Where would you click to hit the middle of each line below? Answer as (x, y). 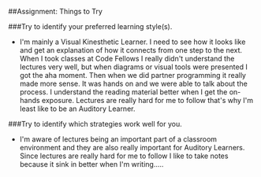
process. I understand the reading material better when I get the (123, 92)
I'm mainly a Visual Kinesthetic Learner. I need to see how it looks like (132, 42)
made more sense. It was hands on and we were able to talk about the (134, 83)
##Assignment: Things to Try (55, 11)
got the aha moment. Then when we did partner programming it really (133, 75)
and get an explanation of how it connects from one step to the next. (131, 50)
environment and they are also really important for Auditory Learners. (132, 147)
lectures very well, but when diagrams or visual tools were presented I (134, 67)
